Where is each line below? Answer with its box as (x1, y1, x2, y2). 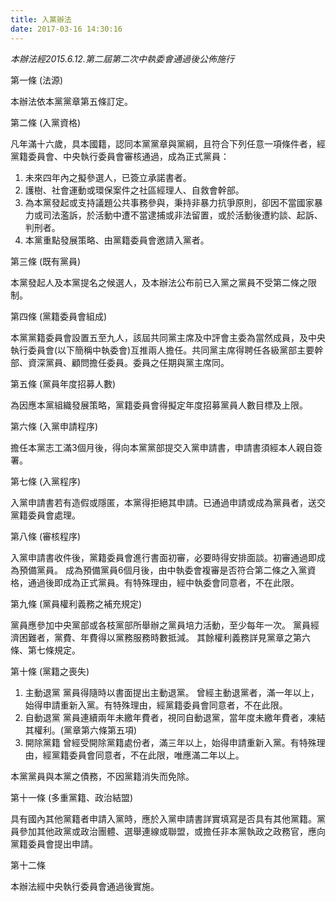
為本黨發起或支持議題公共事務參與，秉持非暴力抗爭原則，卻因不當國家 (24, 196, 315, 208)
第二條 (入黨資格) (10, 116, 82, 128)
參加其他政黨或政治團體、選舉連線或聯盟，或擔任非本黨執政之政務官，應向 (18, 825, 326, 837)
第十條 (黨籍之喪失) (10, 665, 90, 677)
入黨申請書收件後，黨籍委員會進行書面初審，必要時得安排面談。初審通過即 (10, 551, 317, 563)
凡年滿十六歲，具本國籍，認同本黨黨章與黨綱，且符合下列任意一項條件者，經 (10, 137, 326, 150)
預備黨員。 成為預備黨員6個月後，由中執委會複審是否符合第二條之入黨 (18, 564, 308, 576)
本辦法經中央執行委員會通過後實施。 (10, 880, 160, 892)
